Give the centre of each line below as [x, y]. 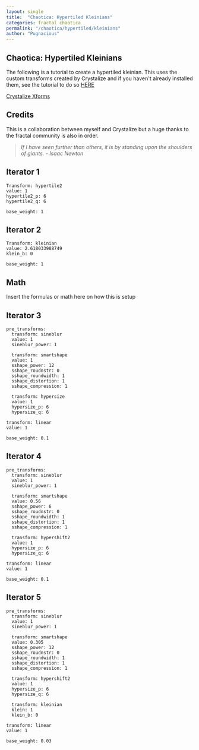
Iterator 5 [24, 597]
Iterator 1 [23, 172]
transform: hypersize [38, 397]
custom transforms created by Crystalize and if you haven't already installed [99, 78]
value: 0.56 [26, 501]
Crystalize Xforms [28, 96]
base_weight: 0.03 [29, 741]
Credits [20, 115]
